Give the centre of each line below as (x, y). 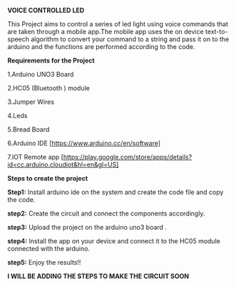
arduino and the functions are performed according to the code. (101, 47)
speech (19, 39)
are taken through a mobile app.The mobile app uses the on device (106, 32)
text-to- (217, 32)
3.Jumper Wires (31, 102)
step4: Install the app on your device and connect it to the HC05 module (114, 241)
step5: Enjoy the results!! (44, 262)
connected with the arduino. (49, 249)
